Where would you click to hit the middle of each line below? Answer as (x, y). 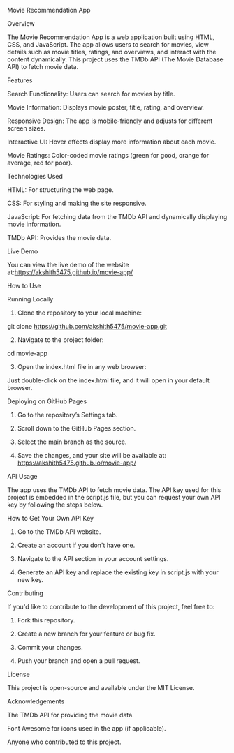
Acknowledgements (36, 701)
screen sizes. (26, 128)
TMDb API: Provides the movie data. (59, 238)
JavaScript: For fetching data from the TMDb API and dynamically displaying (117, 217)
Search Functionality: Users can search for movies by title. (92, 94)
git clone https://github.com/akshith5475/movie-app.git (87, 326)
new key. (30, 580)
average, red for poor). (40, 163)
